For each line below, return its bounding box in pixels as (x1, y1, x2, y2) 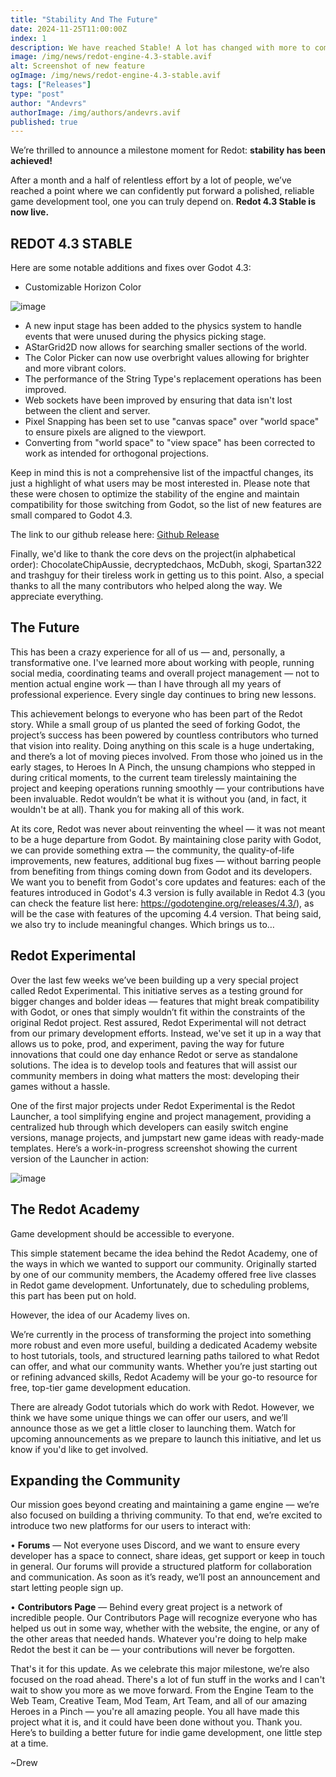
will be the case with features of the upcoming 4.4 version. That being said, (10, 907, 322, 920)
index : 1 (10, 33, 47, 43)
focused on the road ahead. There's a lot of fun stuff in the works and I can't (10, 1674, 326, 1686)
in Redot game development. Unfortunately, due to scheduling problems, (10, 1279, 310, 1291)
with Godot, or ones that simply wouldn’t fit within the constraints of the (10, 1006, 306, 1018)
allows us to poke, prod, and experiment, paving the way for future (10, 1037, 285, 1050)
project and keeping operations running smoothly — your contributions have (10, 782, 325, 794)
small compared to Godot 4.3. (10, 509, 133, 521)
